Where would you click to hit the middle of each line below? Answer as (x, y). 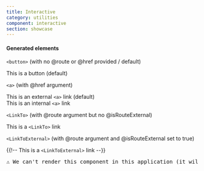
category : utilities (32, 18)
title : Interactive (31, 12)
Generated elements (33, 48)
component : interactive (36, 23)
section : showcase (29, 29)
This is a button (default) (37, 73)
